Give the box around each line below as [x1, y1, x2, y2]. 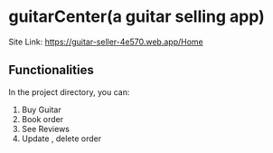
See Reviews [21, 123, 70, 134]
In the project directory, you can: [8, 86, 130, 97]
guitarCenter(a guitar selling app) [8, 6, 266, 27]
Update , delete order [21, 133, 102, 144]
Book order [21, 113, 64, 124]
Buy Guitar [21, 104, 61, 115]
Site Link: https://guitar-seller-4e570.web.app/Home [8, 36, 204, 47]
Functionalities [8, 62, 94, 78]
